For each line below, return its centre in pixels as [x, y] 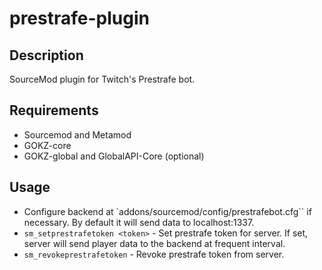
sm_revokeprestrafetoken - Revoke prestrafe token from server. [154, 254]
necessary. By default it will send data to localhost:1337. [139, 222]
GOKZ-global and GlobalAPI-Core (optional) [114, 156]
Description [46, 55]
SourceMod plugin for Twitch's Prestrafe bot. [102, 79]
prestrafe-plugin [79, 18]
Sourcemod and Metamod [77, 134]
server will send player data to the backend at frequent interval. [154, 243]
